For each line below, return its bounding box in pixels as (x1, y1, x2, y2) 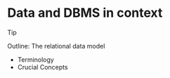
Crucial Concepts (17, 63, 68, 71)
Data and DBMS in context (7, 5, 163, 21)
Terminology (17, 55, 54, 64)
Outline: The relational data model (7, 41, 105, 50)
